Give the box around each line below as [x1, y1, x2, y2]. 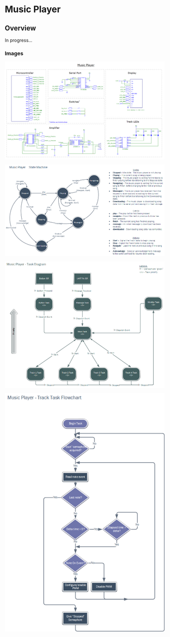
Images [5, 50, 24, 57]
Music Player [5, 4, 61, 15]
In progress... [5, 37, 32, 43]
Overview [5, 24, 37, 32]
